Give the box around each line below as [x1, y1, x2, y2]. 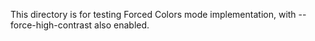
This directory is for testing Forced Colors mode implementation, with [10, 9, 297, 20]
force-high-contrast [10, 19, 93, 31]
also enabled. [94, 19, 150, 31]
